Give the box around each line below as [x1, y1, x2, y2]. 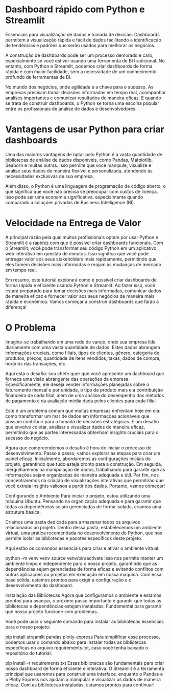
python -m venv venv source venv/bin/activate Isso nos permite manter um [5, 555, 163, 561]
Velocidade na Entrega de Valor [5, 218, 141, 229]
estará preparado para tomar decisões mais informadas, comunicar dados [5, 288, 162, 294]
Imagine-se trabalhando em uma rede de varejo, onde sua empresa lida [5, 339, 156, 345]
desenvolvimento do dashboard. [5, 582, 74, 588]
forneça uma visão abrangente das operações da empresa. [5, 376, 130, 382]
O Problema [5, 322, 56, 333]
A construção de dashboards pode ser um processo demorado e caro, [5, 52, 154, 58]
